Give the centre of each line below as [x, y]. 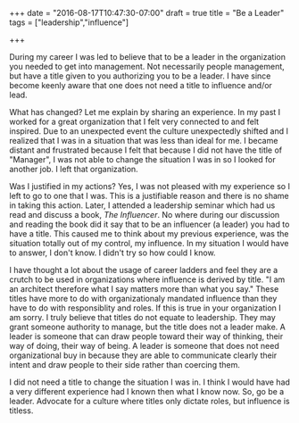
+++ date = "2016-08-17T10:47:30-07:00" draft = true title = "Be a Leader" [147, 13]
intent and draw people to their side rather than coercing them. [125, 365]
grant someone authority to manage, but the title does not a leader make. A [147, 327]
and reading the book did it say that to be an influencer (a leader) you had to [149, 224]
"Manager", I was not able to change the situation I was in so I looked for [142, 159]
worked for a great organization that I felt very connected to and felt [134, 121]
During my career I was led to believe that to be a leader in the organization [147, 57]
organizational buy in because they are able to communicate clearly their [143, 355]
